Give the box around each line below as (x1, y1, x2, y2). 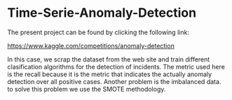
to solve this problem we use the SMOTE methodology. (7, 85, 166, 93)
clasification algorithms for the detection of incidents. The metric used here (7, 62, 226, 71)
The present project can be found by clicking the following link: (7, 28, 189, 36)
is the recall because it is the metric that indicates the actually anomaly (7, 70, 212, 78)
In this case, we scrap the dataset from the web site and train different (7, 55, 210, 64)
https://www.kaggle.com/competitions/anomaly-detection (7, 41, 175, 50)
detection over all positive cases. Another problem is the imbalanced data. (7, 77, 221, 85)
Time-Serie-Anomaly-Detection (7, 5, 197, 21)
